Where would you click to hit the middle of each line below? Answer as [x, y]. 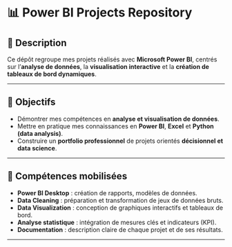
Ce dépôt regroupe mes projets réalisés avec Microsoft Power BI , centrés [112, 59]
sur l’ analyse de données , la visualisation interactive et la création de [108, 67]
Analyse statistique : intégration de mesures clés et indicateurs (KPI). [117, 222]
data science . [37, 148]
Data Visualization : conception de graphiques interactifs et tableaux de [120, 208]
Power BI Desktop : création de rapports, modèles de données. [107, 192]
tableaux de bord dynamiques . [52, 74]
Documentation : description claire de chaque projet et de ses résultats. [120, 229]
